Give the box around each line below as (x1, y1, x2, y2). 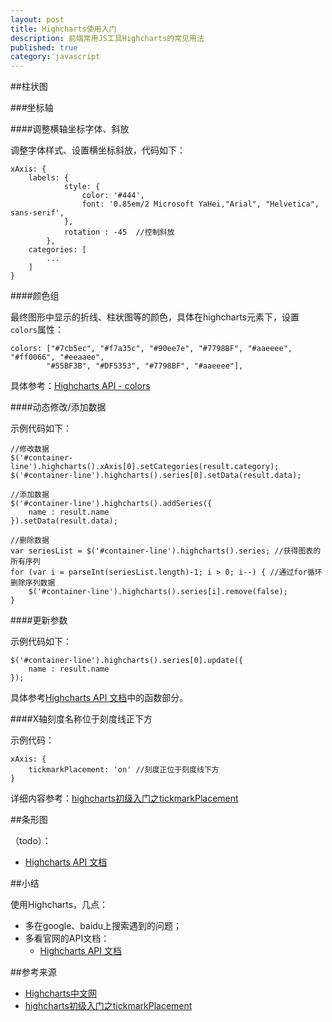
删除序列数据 (10, 578, 56, 588)
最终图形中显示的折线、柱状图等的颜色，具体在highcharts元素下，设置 (10, 311, 300, 323)
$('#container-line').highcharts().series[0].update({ (10, 656, 244, 666)
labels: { (28, 173, 70, 183)
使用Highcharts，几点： (10, 899, 109, 911)
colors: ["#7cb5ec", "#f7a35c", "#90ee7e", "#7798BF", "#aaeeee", (10, 344, 293, 354)
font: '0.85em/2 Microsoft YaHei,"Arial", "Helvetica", (81, 199, 320, 210)
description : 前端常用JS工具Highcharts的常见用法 (10, 33, 205, 43)
